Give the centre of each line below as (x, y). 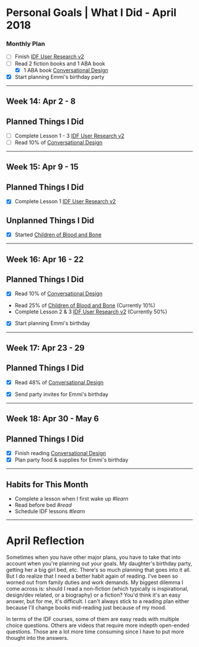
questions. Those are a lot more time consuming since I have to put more (95, 632)
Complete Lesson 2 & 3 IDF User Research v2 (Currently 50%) (91, 312)
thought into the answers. (37, 638)
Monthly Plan (26, 44)
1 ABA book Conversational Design (66, 70)
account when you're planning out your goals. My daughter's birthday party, (99, 563)
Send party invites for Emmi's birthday (61, 394)
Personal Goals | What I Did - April (91, 13)
